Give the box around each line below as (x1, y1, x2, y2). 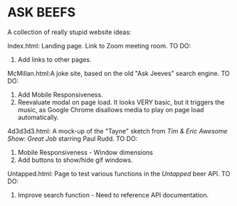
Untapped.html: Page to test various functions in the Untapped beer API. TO (7, 169, 231, 178)
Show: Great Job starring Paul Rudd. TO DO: (7, 134, 138, 143)
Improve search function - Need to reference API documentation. (17, 190, 209, 199)
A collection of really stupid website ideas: (7, 28, 132, 36)
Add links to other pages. (17, 55, 92, 64)
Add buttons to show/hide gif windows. (17, 156, 133, 164)
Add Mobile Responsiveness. (17, 90, 103, 99)
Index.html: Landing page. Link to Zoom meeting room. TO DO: (7, 41, 191, 50)
